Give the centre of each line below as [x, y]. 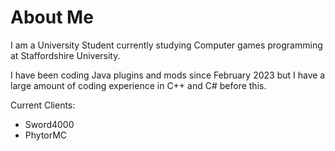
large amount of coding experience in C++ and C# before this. [138, 85]
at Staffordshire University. [65, 55]
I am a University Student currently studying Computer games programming [166, 45]
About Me [52, 17]
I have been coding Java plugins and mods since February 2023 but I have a [168, 75]
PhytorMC [46, 135]
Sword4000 [49, 124]
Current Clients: [43, 105]
